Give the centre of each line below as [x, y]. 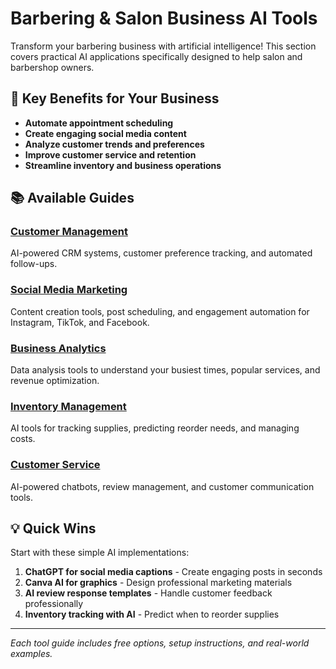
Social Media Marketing [69, 290]
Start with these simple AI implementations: [100, 553]
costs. [23, 439]
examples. [31, 654]
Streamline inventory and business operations [123, 165]
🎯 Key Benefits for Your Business [115, 98]
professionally [54, 604]
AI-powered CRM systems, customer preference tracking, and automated [161, 253]
